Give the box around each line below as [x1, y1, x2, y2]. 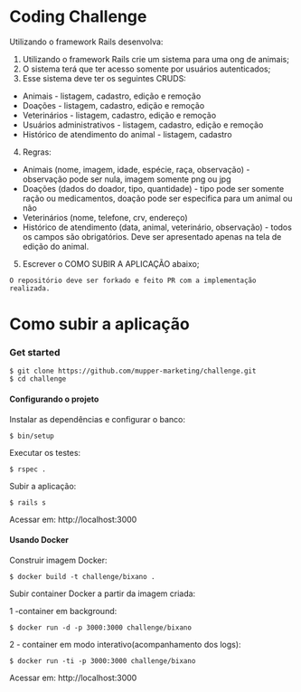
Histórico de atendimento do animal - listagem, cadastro [22, 128, 232, 139]
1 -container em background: [9, 605, 118, 616]
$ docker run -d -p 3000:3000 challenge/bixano [9, 622, 193, 632]
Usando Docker [9, 535, 70, 545]
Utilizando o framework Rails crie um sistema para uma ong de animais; [22, 53, 289, 64]
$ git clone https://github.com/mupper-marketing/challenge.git [9, 366, 257, 376]
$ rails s [9, 498, 47, 507]
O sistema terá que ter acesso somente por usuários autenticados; [22, 63, 271, 74]
